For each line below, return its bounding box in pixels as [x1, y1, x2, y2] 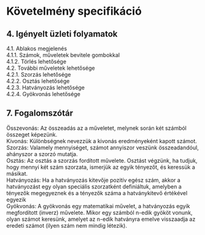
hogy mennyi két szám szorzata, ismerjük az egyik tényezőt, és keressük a [6, 163, 195, 171]
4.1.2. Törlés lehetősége [6, 58, 66, 65]
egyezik [6, 196, 26, 203]
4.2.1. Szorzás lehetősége [6, 71, 71, 78]
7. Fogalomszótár [6, 108, 74, 119]
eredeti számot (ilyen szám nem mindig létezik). [6, 222, 128, 229]
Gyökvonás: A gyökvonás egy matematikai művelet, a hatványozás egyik [6, 202, 190, 209]
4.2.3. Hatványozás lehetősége [6, 84, 85, 91]
